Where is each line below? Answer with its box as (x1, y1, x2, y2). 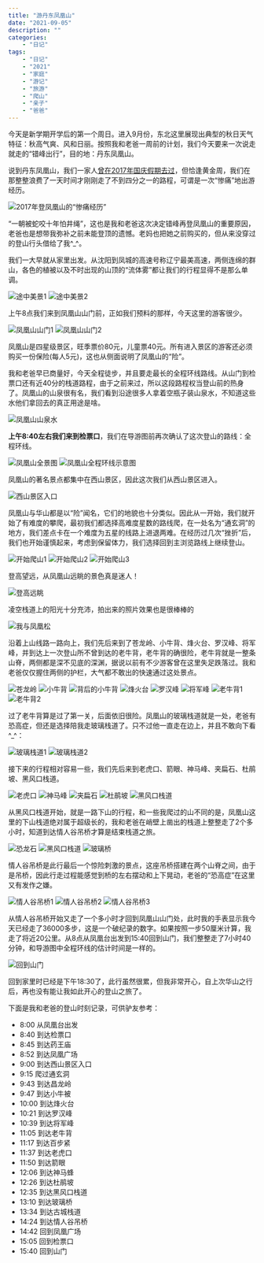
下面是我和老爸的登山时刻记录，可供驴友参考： (8, 1003, 159, 1013)
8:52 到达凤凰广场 (19, 1050, 79, 1059)
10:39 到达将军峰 (19, 1119, 75, 1128)
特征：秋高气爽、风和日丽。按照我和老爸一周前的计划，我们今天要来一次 (8, 139, 242, 148)
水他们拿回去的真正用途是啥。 (8, 398, 104, 407)
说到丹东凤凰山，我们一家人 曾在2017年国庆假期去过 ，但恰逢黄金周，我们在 (8, 166, 251, 175)
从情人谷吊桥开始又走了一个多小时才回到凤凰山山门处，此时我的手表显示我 (8, 914, 249, 923)
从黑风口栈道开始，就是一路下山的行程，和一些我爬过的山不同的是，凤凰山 (8, 808, 249, 817)
